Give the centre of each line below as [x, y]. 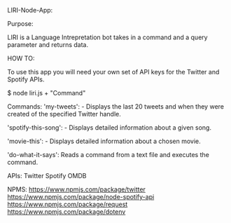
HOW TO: [21, 58]
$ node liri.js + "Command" [47, 93]
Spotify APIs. [26, 79]
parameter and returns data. [48, 45]
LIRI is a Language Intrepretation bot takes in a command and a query [107, 37]
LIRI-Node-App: [30, 10]
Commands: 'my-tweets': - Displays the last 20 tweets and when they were [115, 107]
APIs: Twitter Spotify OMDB [47, 176]
